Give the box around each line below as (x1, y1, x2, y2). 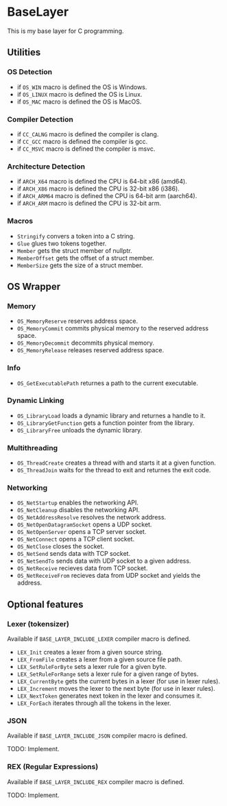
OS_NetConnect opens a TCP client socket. (16, 535, 135, 544)
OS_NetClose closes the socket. (16, 542, 105, 550)
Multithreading (7, 443, 58, 452)
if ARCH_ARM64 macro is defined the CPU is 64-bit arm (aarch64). (16, 192, 198, 200)
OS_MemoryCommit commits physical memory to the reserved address (16, 324, 209, 332)
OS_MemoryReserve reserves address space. (16, 317, 139, 326)
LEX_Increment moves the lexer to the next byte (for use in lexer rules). (16, 685, 215, 693)
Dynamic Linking (7, 395, 64, 405)
